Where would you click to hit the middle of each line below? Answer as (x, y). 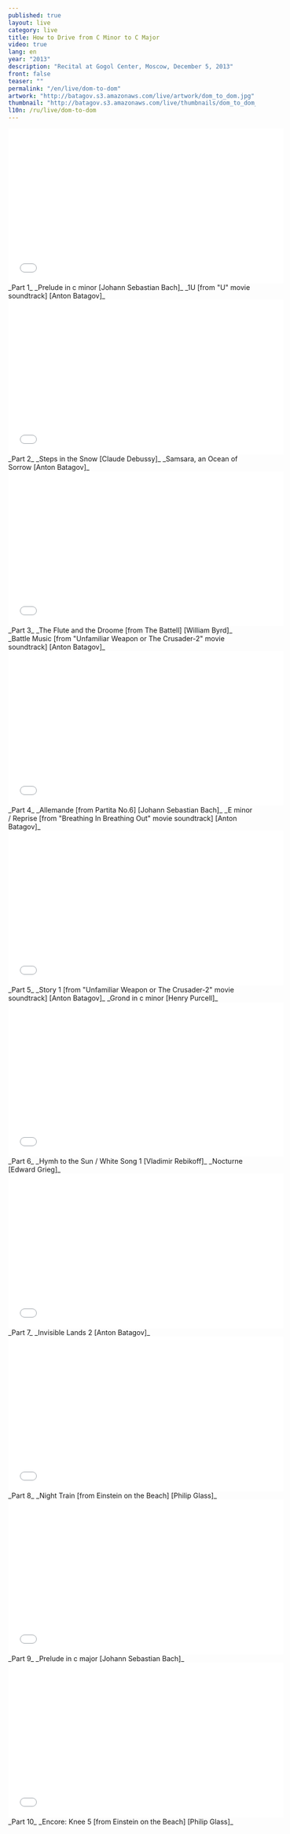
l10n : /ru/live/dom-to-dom (52, 111)
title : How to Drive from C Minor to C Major (84, 37)
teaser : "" (26, 81)
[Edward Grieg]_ (35, 1169)
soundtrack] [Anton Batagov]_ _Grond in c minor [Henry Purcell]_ (113, 998)
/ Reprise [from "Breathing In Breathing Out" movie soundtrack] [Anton (123, 818)
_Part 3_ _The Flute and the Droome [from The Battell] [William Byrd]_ (121, 630)
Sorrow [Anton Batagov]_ (49, 467)
